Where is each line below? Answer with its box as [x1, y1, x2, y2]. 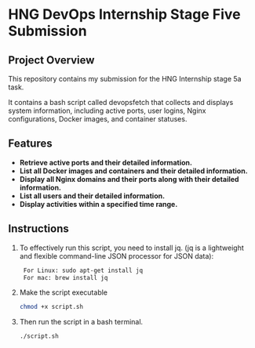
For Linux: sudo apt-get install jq [23, 266, 144, 274]
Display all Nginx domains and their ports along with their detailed [19, 174, 239, 183]
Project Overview [8, 53, 95, 67]
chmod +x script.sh [19, 303, 84, 311]
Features [8, 137, 53, 150]
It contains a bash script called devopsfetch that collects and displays [8, 98, 234, 107]
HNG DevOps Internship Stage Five [8, 5, 241, 24]
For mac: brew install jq [23, 274, 108, 281]
